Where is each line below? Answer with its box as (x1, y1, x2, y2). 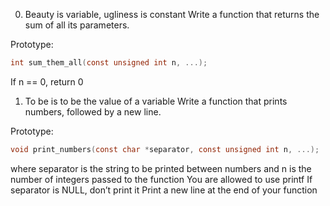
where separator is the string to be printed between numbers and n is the (10, 162, 312, 174)
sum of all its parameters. (24, 19, 130, 31)
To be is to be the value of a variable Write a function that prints (24, 95, 288, 107)
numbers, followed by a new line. (24, 105, 162, 118)
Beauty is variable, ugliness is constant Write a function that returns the (24, 9, 320, 20)
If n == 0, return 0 (10, 75, 84, 88)
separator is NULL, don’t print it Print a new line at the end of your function (10, 184, 318, 196)
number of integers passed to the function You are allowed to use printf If (10, 173, 313, 185)
